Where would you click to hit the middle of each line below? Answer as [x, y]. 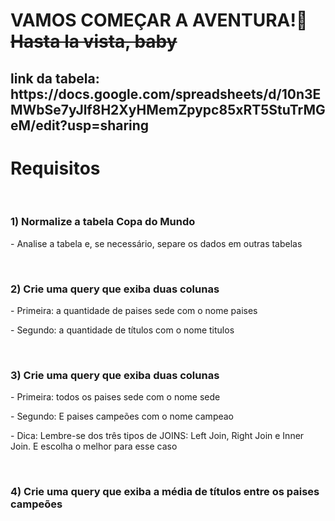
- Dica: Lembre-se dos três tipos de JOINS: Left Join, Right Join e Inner [157, 436]
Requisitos [55, 168]
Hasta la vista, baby [94, 41]
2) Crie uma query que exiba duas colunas [115, 289]
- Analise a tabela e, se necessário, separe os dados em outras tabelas [156, 243]
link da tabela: [55, 78]
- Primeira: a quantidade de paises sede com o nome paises [134, 311]
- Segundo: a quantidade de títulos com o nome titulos [122, 330]
